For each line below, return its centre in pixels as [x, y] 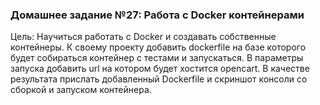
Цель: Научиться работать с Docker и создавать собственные [143, 37]
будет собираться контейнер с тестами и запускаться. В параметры [157, 58]
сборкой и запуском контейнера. [81, 90]
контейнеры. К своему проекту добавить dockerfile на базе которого [158, 47]
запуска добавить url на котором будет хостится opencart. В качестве [160, 69]
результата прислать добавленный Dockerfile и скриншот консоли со [159, 79]
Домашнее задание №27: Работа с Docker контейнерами [157, 15]
